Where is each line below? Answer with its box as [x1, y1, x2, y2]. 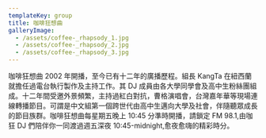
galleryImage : [8, 26, 55, 34]
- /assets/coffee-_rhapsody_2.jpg [15, 41, 129, 49]
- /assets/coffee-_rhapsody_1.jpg [15, 33, 129, 42]
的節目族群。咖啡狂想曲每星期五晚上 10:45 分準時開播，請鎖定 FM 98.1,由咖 [8, 111, 253, 120]
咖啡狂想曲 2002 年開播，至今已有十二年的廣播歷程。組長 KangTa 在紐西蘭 [8, 71, 252, 80]
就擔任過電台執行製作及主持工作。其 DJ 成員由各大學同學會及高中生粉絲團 [8, 81, 250, 90]
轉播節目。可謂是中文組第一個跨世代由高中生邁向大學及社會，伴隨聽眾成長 [14, 101, 258, 110]
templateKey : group [8, 11, 73, 20]
